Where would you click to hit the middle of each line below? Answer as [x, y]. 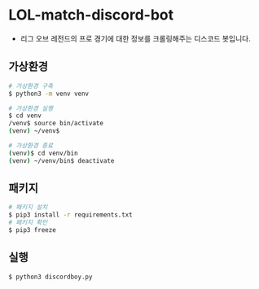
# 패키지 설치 [28, 208]
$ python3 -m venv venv [49, 94]
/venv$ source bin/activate [56, 124]
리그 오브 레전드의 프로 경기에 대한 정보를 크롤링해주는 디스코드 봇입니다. [135, 38]
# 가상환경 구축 [31, 86]
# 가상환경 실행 [31, 108]
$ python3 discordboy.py [50, 277]
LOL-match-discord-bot [91, 15]
